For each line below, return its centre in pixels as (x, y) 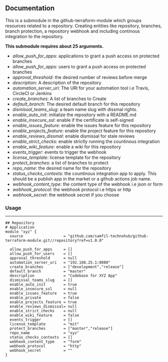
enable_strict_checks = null (43, 311)
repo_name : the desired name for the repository (62, 168)
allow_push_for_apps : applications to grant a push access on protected (86, 56)
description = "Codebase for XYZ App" (63, 276)
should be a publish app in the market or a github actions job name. (82, 178)
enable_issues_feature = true (43, 294)
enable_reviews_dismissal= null (43, 307)
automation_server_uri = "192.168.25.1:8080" (60, 263)
